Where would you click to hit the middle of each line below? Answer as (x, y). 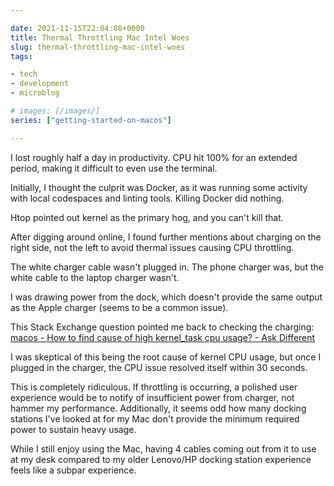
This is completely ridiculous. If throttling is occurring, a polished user (154, 387)
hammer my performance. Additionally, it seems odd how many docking (158, 408)
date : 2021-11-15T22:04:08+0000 (77, 28)
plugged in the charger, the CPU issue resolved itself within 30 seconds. (159, 367)
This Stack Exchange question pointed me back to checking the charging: (162, 327)
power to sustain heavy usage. (73, 429)
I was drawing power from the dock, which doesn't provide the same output (166, 297)
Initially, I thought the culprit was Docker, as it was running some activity (159, 187)
